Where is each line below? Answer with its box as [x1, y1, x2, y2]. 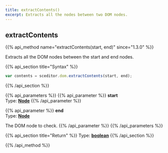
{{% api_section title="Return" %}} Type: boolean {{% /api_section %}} [5, 132, 154, 139]
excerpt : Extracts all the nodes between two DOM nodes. [5, 12, 128, 17]
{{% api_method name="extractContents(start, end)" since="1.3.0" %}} [5, 44, 154, 50]
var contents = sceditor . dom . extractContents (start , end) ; [5, 74, 133, 79]
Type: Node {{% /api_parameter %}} [5, 98, 82, 104]
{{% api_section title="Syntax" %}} [5, 64, 78, 70]
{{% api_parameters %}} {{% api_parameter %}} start [5, 92, 118, 98]
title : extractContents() [5, 7, 60, 13]
